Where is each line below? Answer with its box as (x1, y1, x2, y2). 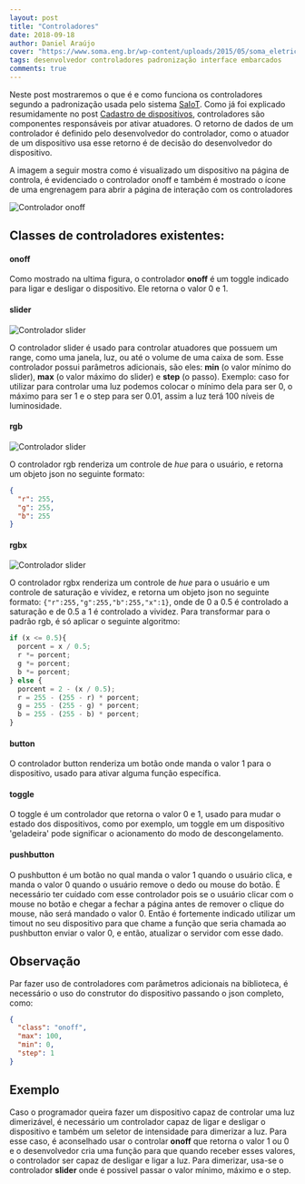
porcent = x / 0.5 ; (17, 643, 92, 652)
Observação (9, 954, 81, 969)
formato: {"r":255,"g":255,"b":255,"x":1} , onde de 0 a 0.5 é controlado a (9, 597, 289, 608)
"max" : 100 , (17, 1032, 64, 1041)
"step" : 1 (17, 1048, 54, 1058)
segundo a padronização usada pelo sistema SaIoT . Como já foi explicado (9, 98, 286, 109)
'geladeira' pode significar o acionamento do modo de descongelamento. (9, 828, 284, 839)
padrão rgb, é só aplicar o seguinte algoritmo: (9, 616, 181, 627)
